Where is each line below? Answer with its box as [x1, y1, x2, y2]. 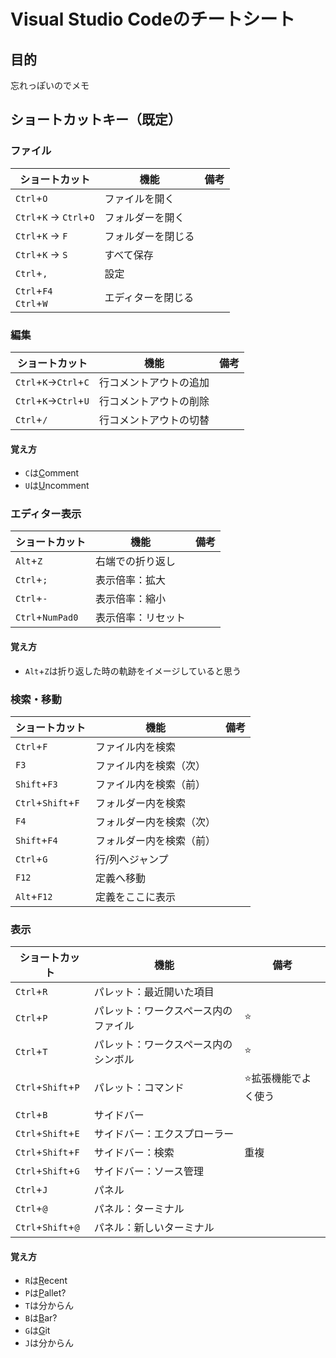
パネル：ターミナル [93, 1202, 185, 1216]
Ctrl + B [15, 1108, 48, 1122]
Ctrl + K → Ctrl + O [15, 210, 95, 224]
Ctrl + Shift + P [15, 1080, 80, 1094]
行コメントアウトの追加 [98, 375, 210, 389]
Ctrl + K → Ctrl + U [15, 393, 90, 407]
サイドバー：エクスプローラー [93, 1127, 235, 1141]
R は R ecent [24, 1275, 68, 1287]
